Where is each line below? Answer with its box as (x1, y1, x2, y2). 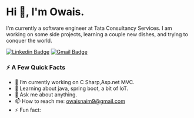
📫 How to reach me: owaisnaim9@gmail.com (14, 98, 125, 105)
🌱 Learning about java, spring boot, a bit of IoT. (14, 85, 129, 92)
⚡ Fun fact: (14, 106, 41, 113)
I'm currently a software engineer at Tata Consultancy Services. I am (6, 25, 172, 32)
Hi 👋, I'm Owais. (6, 5, 85, 19)
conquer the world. (6, 37, 52, 44)
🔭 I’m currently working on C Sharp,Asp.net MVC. (14, 79, 135, 86)
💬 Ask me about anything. (14, 91, 78, 98)
